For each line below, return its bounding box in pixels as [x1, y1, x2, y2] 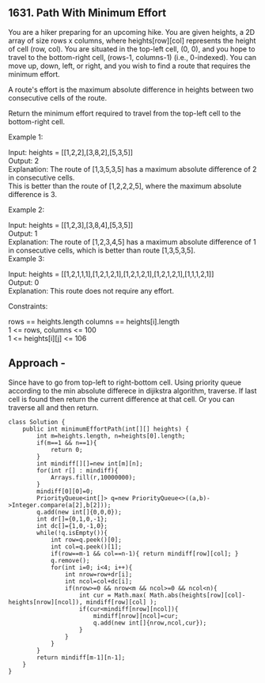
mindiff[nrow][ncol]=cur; [93, 612, 179, 620]
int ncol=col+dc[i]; [64, 577, 133, 585]
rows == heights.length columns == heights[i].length [8, 317, 180, 326]
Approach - [8, 356, 66, 370]
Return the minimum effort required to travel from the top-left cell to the [8, 108, 241, 118]
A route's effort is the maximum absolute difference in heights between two [8, 85, 255, 94]
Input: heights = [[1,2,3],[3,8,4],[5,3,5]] [8, 220, 134, 230]
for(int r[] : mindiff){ [36, 466, 119, 474]
